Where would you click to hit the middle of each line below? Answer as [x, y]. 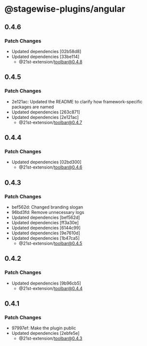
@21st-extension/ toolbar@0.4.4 [51, 288]
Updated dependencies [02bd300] [46, 162]
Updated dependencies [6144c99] [46, 228]
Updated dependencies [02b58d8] [46, 51]
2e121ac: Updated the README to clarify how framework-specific [77, 101]
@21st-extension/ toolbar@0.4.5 [50, 243]
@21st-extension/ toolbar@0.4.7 [50, 122]
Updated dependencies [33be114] [45, 57]
